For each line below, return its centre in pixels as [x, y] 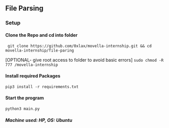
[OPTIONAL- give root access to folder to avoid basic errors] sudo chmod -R [84, 60]
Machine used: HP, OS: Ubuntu [39, 120]
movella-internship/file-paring [40, 50]
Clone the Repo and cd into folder [42, 35]
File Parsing [25, 8]
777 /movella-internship [32, 65]
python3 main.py [22, 109]
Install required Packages [33, 76]
